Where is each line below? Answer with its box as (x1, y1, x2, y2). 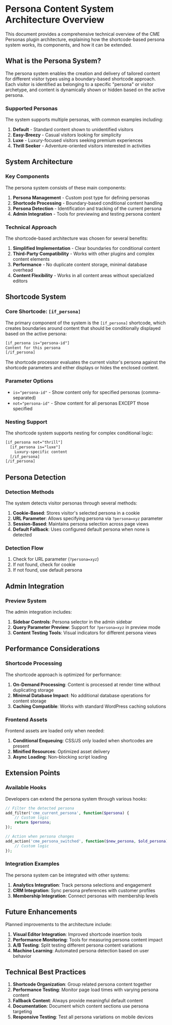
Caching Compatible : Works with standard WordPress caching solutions (12, 703, 166, 709)
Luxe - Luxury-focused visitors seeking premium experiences (12, 137, 143, 143)
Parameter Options (5, 378, 54, 385)
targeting (12, 1009, 32, 1015)
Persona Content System (5, 3, 114, 15)
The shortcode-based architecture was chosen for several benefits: (5, 235, 148, 241)
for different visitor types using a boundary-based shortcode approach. (5, 75, 156, 82)
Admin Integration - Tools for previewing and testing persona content (12, 211, 160, 217)
